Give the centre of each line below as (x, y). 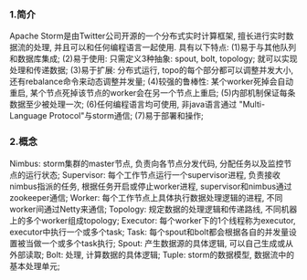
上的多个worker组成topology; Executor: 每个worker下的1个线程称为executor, (153, 220)
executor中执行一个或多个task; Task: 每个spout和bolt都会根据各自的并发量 (149, 232)
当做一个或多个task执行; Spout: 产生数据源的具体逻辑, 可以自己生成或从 (159, 243)
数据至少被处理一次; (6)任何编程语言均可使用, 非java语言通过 (123, 104)
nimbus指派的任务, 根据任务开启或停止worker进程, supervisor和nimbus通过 (151, 186)
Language (28, 116)
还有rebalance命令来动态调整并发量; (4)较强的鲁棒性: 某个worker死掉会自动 (152, 82)
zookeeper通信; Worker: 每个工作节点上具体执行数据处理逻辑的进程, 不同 (146, 197)
